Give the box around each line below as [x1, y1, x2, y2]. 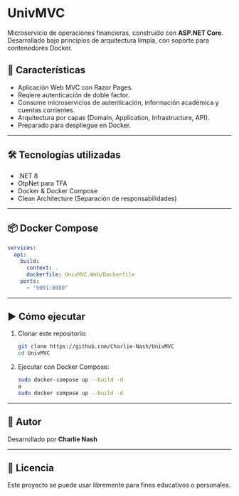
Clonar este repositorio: [17, 329, 87, 338]
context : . [26, 264, 59, 271]
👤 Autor [7, 416, 42, 428]
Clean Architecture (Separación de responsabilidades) [17, 194, 177, 203]
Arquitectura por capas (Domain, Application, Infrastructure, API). [17, 113, 210, 122]
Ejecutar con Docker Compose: [17, 362, 110, 371]
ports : [20, 277, 40, 285]
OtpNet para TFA [17, 179, 68, 188]
